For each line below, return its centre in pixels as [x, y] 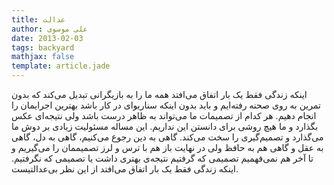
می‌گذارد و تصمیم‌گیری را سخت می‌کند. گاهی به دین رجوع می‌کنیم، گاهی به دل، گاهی [167, 137]
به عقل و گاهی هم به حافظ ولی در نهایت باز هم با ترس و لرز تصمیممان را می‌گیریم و [167, 147]
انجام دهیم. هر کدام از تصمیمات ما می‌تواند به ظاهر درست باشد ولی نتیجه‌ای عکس [164, 115]
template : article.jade [61, 66]
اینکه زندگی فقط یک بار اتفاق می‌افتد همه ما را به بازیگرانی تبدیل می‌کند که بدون [159, 94]
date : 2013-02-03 [47, 38]
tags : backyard [43, 47]
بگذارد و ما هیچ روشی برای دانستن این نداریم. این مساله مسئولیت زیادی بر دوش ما [165, 126]
